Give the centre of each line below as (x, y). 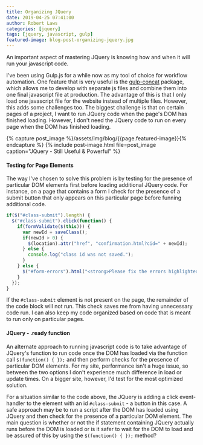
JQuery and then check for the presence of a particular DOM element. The (99, 416)
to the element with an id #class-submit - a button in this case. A (107, 403)
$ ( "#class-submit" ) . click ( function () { (62, 221)
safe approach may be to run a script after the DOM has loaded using (92, 409)
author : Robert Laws (32, 23)
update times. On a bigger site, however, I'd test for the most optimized (95, 378)
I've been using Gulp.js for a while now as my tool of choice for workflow (97, 75)
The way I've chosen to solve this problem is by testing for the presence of (99, 178)
